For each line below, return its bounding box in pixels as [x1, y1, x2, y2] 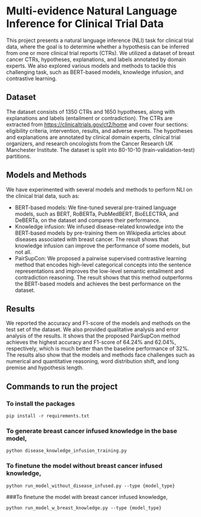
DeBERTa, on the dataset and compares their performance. [14, 217, 161, 224]
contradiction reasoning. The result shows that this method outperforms [14, 273, 193, 281]
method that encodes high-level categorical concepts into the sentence [14, 261, 191, 268]
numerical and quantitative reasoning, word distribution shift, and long [6, 358, 179, 365]
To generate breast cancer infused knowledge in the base [6, 427, 178, 435]
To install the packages [6, 399, 75, 407]
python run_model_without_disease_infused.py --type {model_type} [6, 483, 175, 489]
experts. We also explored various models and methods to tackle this [6, 62, 176, 69]
